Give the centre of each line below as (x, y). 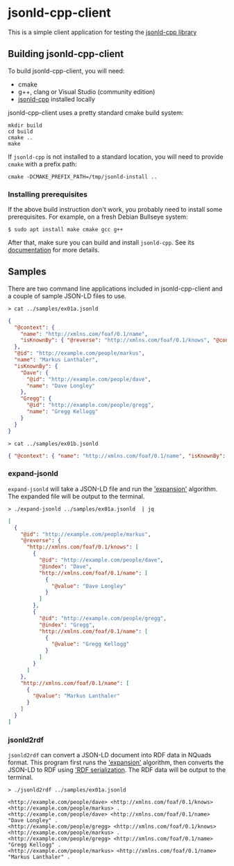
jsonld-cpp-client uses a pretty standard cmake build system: (96, 112)
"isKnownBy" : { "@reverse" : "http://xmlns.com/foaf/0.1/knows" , (115, 340)
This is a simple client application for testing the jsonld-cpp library (102, 32)
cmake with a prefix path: (42, 164)
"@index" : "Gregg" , (67, 625)
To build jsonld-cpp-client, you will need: (66, 70)
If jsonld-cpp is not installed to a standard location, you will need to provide (116, 156)
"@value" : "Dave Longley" (89, 586)
